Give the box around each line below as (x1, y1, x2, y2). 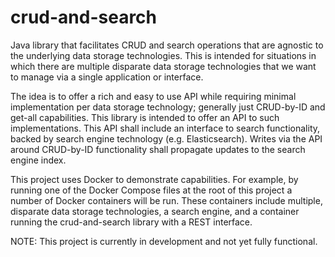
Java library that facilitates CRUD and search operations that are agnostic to (10, 39, 324, 51)
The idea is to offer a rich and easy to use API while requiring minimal (10, 90, 297, 102)
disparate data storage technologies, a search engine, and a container (10, 205, 300, 217)
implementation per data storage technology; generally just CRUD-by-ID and (10, 101, 326, 113)
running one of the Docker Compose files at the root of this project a (10, 184, 293, 196)
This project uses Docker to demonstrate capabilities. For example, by (10, 173, 299, 185)
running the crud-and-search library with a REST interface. (10, 216, 253, 228)
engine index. (10, 154, 67, 166)
